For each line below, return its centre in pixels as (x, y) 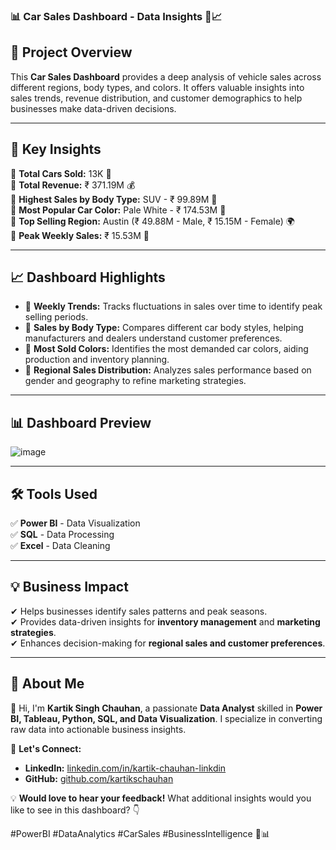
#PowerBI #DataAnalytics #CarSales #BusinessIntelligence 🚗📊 (140, 833)
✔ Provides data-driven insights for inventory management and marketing (165, 621)
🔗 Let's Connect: (46, 748)
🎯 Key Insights (56, 149)
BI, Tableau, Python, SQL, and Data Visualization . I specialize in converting (166, 718)
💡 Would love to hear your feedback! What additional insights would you (161, 798)
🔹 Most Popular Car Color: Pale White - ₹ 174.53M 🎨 (118, 210)
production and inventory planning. (97, 360)
